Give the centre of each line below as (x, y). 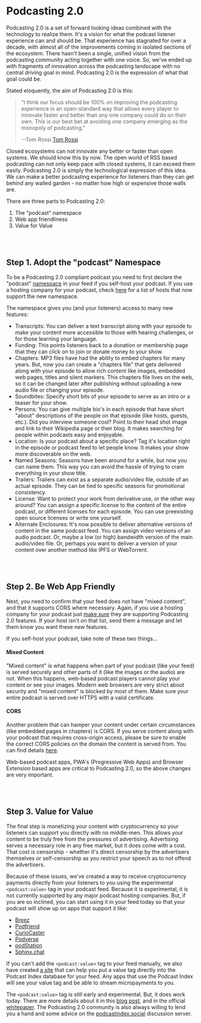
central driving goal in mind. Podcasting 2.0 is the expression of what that (97, 72)
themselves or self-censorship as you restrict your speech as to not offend (99, 858)
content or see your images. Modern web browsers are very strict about (95, 685)
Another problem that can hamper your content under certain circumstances (101, 725)
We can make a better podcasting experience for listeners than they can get (100, 176)
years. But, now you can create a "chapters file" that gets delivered (98, 364)
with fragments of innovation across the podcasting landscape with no (93, 66)
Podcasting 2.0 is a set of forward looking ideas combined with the (89, 28)
